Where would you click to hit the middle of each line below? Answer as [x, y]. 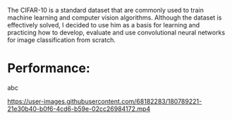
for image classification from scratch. [62, 40]
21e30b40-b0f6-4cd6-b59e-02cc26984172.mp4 [79, 109]
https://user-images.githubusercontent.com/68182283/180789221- [105, 101]
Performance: [49, 68]
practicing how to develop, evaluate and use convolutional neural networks [116, 32]
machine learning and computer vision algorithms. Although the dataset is [115, 18]
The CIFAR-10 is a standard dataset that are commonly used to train [106, 10]
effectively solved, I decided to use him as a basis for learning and [103, 25]
